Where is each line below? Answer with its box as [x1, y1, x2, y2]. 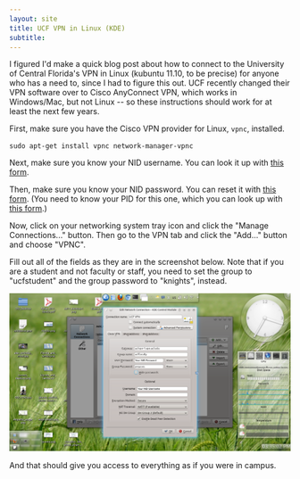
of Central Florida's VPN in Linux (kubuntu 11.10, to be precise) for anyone [9, 68, 279, 79]
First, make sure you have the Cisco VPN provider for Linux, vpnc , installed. [9, 123, 285, 134]
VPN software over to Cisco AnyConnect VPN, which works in [9, 87, 237, 98]
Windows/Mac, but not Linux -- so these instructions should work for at [9, 96, 272, 107]
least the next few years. [9, 106, 100, 117]
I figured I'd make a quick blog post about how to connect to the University [9, 59, 285, 70]
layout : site [9, 14, 58, 23]
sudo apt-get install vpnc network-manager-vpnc [9, 142, 194, 151]
